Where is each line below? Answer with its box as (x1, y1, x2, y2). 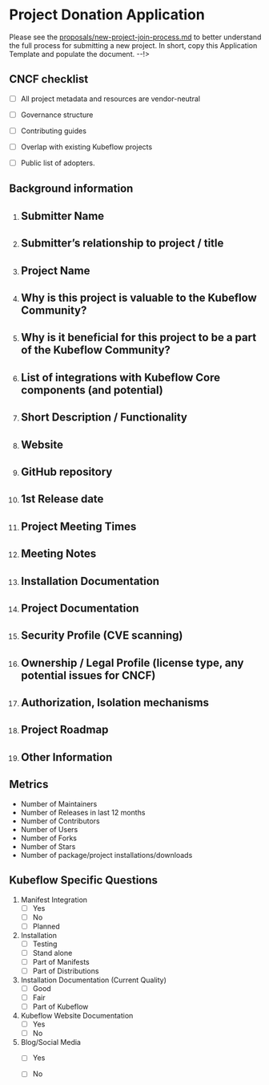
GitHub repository (20, 465, 113, 478)
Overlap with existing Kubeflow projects (20, 142, 153, 152)
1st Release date (20, 492, 104, 506)
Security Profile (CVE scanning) (20, 628, 183, 643)
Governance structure (20, 110, 94, 120)
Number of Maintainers (20, 799, 98, 808)
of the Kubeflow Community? (20, 343, 171, 357)
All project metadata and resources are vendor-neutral (20, 94, 201, 104)
